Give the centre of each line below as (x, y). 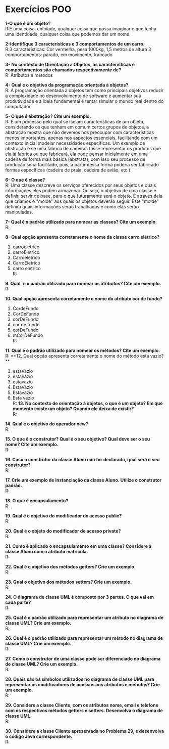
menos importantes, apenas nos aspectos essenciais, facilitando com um (81, 138)
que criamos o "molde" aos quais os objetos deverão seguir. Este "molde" (82, 201)
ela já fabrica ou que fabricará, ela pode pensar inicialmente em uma (76, 154)
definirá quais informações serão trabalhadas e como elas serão (72, 206)
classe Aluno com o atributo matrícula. (47, 551)
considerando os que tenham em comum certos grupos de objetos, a (77, 127)
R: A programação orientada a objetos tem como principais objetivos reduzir (84, 90)
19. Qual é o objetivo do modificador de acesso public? (64, 516)
